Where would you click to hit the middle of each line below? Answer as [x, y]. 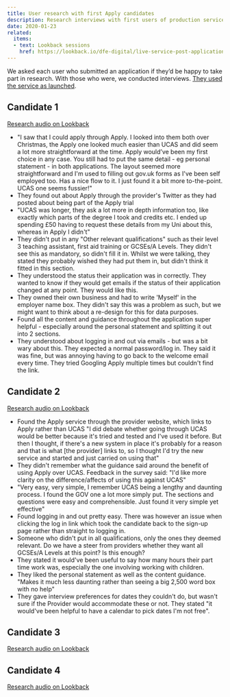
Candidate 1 [33, 107]
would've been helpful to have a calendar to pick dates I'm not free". [113, 611]
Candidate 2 [34, 392]
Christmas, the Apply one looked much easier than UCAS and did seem [117, 144]
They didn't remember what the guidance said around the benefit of [113, 465]
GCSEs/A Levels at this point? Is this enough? [81, 552]
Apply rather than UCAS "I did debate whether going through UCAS [112, 428]
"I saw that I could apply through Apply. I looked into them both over [113, 137]
